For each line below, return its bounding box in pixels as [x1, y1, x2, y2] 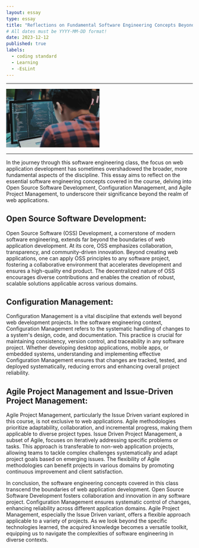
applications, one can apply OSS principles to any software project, [6, 255, 171, 262]
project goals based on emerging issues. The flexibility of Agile [6, 456, 160, 463]
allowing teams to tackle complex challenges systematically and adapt [6, 449, 178, 456]
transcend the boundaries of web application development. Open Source [6, 486, 184, 493]
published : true [6, 41, 46, 47]
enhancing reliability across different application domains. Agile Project [6, 505, 179, 512]
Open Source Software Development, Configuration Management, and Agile [6, 184, 191, 191]
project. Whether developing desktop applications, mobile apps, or [6, 344, 169, 351]
